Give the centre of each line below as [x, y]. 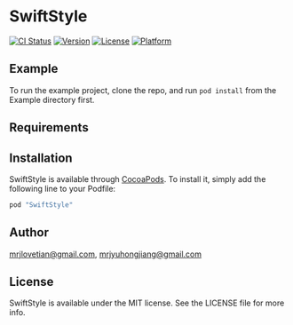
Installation [41, 158]
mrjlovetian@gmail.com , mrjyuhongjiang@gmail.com [106, 254]
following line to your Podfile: [63, 188]
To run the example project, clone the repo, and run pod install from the [143, 90]
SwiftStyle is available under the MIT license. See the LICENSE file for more [147, 303]
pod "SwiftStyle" [41, 205]
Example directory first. [52, 99]
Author [29, 233]
